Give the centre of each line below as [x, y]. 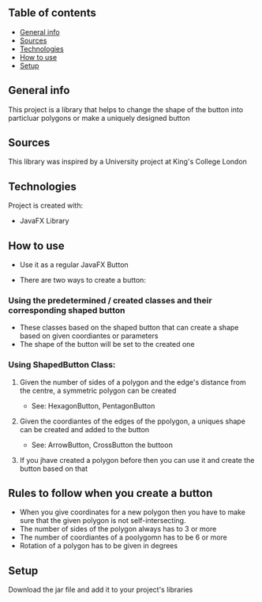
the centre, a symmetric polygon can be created [98, 390]
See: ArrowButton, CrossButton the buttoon [102, 445]
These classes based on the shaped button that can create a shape [129, 328]
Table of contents [52, 13]
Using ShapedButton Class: [62, 365]
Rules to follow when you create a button [110, 493]
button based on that [54, 468]
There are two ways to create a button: [82, 280]
